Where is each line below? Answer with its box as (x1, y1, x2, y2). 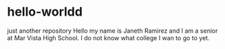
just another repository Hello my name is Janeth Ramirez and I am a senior (7, 27, 218, 35)
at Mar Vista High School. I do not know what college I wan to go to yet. (7, 33, 210, 42)
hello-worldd (7, 4, 83, 20)
